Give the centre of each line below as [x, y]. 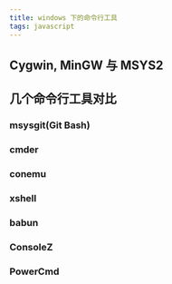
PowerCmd [34, 271]
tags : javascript [42, 26]
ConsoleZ [31, 247]
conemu [28, 174]
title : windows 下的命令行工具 [63, 18]
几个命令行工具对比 [63, 99]
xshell [23, 198]
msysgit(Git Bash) [50, 125]
